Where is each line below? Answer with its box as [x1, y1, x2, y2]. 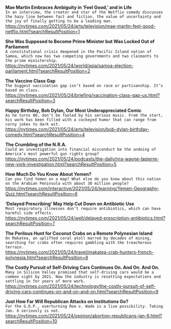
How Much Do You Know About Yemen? [5, 171, 92, 177]
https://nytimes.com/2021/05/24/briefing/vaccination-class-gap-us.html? [5, 92, 160, 98]
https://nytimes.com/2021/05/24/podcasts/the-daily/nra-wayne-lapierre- [5, 156, 159, 162]
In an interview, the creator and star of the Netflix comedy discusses [5, 10, 163, 15]
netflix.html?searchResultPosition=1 [5, 29, 80, 35]
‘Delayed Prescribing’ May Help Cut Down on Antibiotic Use [5, 201, 134, 207]
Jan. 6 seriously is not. [5, 308, 60, 313]
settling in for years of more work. [5, 279, 86, 284]
